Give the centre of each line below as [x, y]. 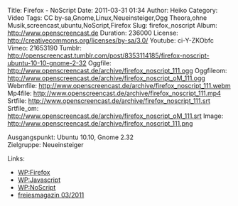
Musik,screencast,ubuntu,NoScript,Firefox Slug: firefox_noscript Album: [113, 25]
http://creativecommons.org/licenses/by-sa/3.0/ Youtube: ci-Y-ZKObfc [111, 40]
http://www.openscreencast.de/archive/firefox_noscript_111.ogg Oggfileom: [117, 71]
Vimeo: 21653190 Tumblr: [44, 48]
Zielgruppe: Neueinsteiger [45, 145]
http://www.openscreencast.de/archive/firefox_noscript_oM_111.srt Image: [115, 116]
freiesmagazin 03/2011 [51, 195]
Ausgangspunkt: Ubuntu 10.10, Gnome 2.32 [70, 137]
